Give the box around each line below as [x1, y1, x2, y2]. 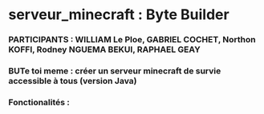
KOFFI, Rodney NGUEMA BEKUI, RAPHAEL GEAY [8, 44, 201, 55]
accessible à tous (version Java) [8, 76, 137, 87]
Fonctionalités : [8, 96, 71, 108]
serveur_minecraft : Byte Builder [8, 6, 230, 24]
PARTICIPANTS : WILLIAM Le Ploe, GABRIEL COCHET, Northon [8, 34, 256, 45]
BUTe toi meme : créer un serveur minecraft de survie [8, 65, 221, 77]
